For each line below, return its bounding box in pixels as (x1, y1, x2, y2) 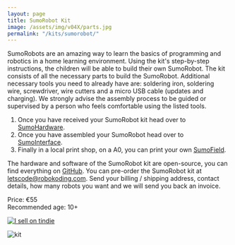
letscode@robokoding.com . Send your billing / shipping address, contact (7, 174, 220, 183)
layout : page (7, 10, 46, 18)
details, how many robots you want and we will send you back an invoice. (7, 181, 221, 191)
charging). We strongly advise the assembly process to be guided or (7, 95, 207, 103)
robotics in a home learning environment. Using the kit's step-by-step (7, 57, 210, 66)
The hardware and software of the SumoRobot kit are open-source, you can (7, 160, 228, 168)
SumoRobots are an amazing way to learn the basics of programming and (7, 49, 222, 58)
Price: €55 (7, 196, 37, 204)
